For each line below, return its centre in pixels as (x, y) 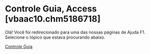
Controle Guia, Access (51, 9)
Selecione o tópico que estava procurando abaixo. (55, 37)
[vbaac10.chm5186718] (53, 19)
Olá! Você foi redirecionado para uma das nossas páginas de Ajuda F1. (75, 32)
